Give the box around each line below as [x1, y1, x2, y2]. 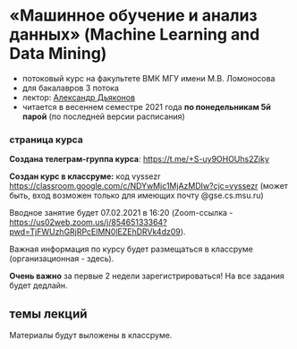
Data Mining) [9, 44, 107, 64]
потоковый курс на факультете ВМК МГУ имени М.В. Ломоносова [21, 72, 276, 83]
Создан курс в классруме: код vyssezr [9, 171, 161, 182]
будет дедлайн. [9, 280, 69, 291]
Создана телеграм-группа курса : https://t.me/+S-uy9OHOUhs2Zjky [9, 154, 270, 165]
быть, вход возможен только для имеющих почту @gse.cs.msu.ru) [9, 190, 264, 201]
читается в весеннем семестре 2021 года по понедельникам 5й [21, 101, 271, 112]
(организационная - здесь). [9, 253, 115, 264]
